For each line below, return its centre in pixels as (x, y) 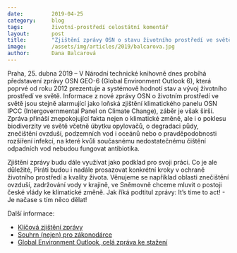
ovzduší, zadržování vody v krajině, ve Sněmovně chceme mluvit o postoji (115, 184)
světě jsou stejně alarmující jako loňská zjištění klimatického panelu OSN (112, 103)
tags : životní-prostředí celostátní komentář (88, 27)
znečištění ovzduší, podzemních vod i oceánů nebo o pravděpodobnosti (112, 133)
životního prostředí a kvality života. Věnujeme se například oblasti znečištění (118, 177)
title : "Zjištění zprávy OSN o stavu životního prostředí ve (110, 40)
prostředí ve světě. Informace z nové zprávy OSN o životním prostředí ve (113, 95)
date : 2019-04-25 (45, 14)
